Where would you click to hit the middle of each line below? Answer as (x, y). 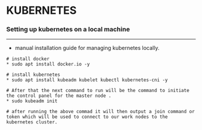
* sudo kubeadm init (32, 101)
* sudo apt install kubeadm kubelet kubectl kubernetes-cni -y (87, 80)
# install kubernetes (33, 75)
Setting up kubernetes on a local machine (68, 29)
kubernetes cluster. (32, 122)
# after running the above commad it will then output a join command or (101, 112)
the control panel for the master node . (59, 96)
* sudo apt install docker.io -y (48, 64)
